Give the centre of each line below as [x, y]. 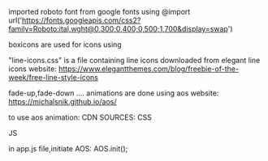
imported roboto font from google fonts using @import [99, 12]
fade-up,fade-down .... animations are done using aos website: [114, 93]
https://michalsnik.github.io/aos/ [63, 102]
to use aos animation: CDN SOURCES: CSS [80, 117]
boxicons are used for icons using [65, 44]
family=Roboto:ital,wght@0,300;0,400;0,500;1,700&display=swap [119, 29]
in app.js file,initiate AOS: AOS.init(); [68, 148]
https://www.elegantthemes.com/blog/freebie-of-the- [149, 69]
